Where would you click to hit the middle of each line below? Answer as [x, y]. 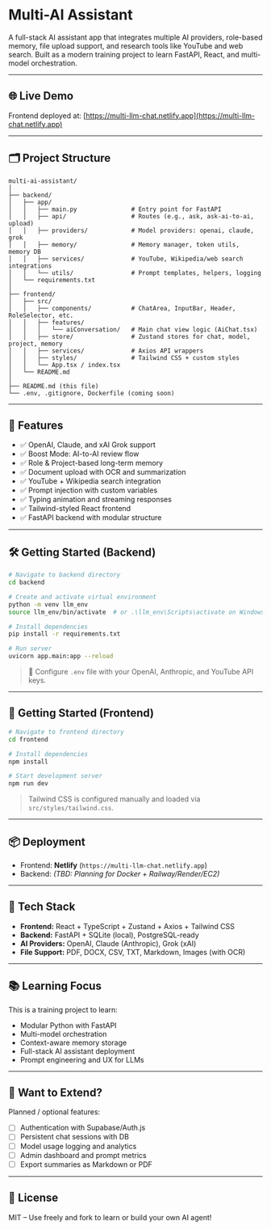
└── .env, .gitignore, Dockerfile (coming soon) [92, 393]
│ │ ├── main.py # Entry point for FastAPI [115, 209]
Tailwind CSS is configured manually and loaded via [114, 799]
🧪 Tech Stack [42, 907]
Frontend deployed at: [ [47, 116]
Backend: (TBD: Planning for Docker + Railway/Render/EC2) [120, 873]
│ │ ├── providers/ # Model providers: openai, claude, [131, 230]
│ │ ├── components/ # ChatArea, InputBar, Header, [122, 308]
